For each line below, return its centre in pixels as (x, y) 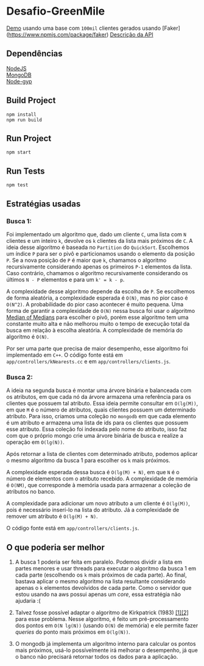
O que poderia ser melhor (55, 547)
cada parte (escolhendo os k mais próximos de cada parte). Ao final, (101, 575)
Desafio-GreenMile (56, 11)
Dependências (34, 54)
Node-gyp (19, 81)
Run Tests (26, 171)
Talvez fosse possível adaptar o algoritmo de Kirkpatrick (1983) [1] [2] (102, 612)
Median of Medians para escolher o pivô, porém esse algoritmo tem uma (97, 317)
